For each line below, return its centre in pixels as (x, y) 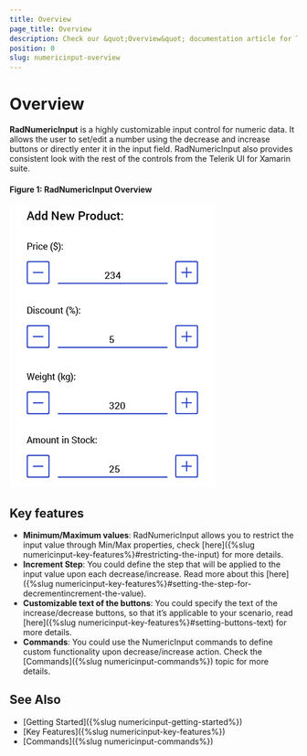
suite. (20, 168)
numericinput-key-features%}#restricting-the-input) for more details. (153, 555)
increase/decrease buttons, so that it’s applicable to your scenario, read (158, 613)
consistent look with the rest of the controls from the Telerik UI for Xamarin (150, 159)
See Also (35, 700)
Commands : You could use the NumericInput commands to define (148, 642)
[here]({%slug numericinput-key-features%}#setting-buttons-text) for (154, 623)
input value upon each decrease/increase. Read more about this (143, 574)
